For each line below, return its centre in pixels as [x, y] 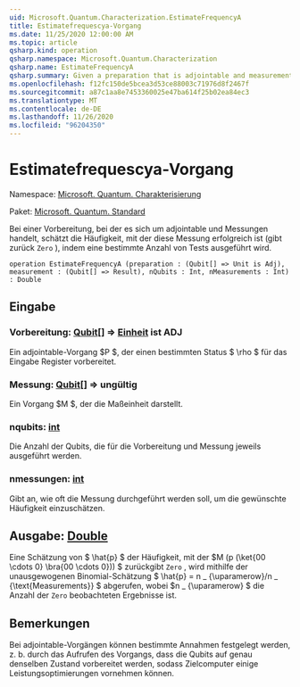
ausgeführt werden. [46, 456]
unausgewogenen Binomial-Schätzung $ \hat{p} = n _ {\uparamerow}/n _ [144, 576]
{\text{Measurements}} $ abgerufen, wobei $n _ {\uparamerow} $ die [137, 586]
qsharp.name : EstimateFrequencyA [71, 68]
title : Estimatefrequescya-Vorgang [75, 26]
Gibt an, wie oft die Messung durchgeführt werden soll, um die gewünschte [148, 498]
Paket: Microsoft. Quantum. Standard [77, 211]
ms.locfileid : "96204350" [57, 126]
